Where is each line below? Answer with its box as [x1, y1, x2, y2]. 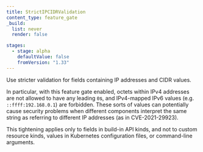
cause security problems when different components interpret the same [6, 107, 187, 114]
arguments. [6, 138, 35, 146]
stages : [6, 43, 26, 49]
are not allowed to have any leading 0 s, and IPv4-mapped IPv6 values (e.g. [6, 94, 194, 102]
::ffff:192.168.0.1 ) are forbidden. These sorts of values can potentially [6, 101, 189, 108]
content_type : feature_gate [6, 15, 78, 21]
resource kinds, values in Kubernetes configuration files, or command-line [6, 132, 193, 139]
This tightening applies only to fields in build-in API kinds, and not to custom [6, 125, 198, 133]
